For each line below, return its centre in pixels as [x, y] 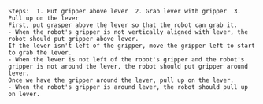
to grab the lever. [40, 53]
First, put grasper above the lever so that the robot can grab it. [123, 25]
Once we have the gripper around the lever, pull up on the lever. [121, 80]
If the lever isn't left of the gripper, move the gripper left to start [132, 46]
